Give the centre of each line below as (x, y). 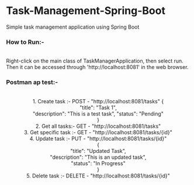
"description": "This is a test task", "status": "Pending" (98, 114)
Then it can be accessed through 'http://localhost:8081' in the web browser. (97, 67)
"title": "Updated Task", (98, 151)
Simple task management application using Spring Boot (73, 27)
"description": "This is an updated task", (98, 157)
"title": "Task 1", (98, 107)
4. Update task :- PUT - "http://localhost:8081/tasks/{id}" (98, 138)
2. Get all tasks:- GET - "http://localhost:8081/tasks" (98, 126)
